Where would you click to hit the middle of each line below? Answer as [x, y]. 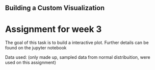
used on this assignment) [31, 63]
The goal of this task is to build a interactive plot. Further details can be [77, 43]
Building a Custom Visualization [55, 8]
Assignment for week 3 [53, 29]
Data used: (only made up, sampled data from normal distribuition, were [78, 57]
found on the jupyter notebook [36, 48]
